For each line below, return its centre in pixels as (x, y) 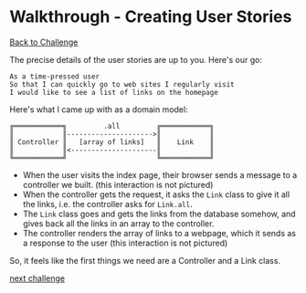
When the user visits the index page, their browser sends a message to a (160, 174)
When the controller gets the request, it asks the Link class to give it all (156, 194)
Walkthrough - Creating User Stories (151, 17)
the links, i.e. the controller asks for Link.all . (108, 204)
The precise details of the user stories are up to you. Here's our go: (136, 59)
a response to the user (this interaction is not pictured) (125, 243)
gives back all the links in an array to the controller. (118, 223)
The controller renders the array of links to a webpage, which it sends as (159, 233)
